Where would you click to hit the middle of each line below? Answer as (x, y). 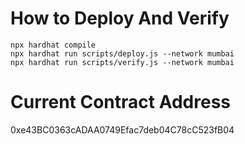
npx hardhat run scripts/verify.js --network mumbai (122, 62)
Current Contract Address (120, 102)
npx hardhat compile (53, 45)
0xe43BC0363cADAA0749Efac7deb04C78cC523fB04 (122, 129)
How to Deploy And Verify (120, 18)
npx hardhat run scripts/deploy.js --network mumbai (122, 53)
